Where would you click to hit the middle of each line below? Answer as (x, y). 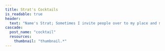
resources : (21, 37)
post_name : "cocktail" (33, 32)
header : (13, 18)
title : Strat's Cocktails (31, 9)
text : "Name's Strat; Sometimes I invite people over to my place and (83, 23)
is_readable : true (24, 14)
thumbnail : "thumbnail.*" (41, 41)
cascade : (14, 28)
